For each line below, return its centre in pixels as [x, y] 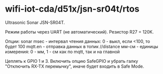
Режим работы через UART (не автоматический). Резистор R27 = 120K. [80, 32]
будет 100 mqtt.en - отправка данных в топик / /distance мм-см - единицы [81, 46]
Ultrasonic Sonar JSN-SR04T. [35, 22]
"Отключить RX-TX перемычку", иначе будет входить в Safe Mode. [75, 66]
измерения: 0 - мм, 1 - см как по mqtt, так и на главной [63, 52]
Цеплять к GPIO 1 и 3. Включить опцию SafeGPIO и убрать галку [72, 61]
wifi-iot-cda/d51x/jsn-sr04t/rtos [72, 9]
